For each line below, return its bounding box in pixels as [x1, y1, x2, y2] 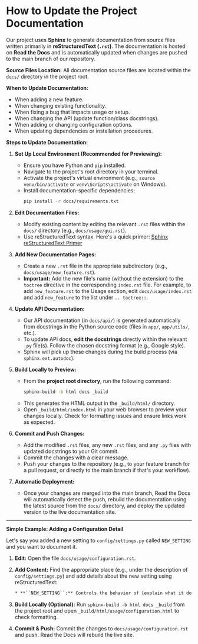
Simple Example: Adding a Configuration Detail [6, 525, 124, 532]
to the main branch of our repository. [6, 55, 95, 62]
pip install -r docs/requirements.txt [23, 198, 119, 204]
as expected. [23, 418, 55, 426]
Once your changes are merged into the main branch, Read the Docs [23, 490, 191, 497]
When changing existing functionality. [14, 102, 107, 109]
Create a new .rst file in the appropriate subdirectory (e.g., [23, 262, 168, 269]
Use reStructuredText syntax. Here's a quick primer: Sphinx [23, 233, 169, 240]
